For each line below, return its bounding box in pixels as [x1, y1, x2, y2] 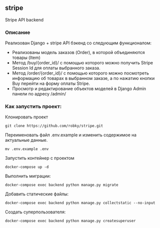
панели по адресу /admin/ [12, 91, 67, 97]
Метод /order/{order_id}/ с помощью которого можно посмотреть [12, 70, 149, 76]
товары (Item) [12, 55, 41, 60]
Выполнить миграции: [5, 173, 51, 179]
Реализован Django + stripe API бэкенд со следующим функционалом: [5, 40, 152, 46]
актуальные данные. [5, 137, 48, 143]
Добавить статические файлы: [5, 191, 69, 197]
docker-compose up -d [5, 165, 49, 170]
